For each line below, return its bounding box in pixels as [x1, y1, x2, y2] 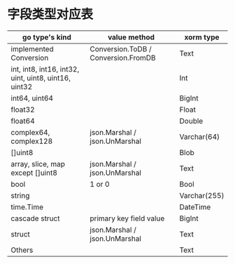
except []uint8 [10, 168, 58, 178]
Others [10, 245, 34, 255]
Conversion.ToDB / [90, 44, 152, 53]
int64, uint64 [10, 93, 54, 103]
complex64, [10, 127, 50, 137]
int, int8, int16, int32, [10, 64, 80, 74]
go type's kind [22, 32, 72, 42]
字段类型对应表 [7, 6, 94, 22]
